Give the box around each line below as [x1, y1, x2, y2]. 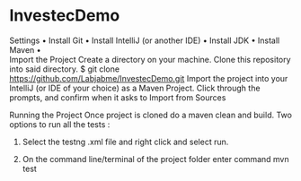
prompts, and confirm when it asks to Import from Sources [9, 91, 226, 103]
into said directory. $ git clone [9, 64, 120, 74]
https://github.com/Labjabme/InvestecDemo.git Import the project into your [9, 73, 288, 83]
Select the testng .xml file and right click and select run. [22, 136, 229, 147]
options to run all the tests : [9, 118, 111, 130]
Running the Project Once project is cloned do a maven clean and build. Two [9, 109, 292, 120]
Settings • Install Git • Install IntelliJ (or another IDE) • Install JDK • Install [9, 35, 280, 46]
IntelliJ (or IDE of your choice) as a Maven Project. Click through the [9, 82, 261, 93]
